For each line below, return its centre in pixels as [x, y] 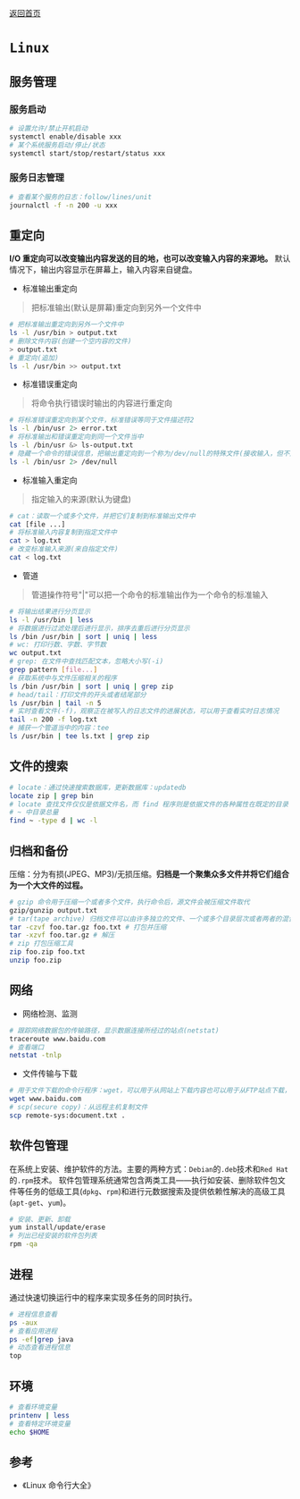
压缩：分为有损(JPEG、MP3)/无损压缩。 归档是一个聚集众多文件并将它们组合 [150, 873]
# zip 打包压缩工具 [42, 944]
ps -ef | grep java [42, 1339]
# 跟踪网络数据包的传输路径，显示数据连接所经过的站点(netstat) [115, 1031]
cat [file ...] [37, 524]
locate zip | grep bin [51, 796]
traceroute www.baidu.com [57, 1039]
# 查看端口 [27, 1047]
